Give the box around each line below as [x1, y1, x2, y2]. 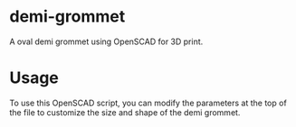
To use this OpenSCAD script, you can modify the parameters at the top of [9, 97, 287, 108]
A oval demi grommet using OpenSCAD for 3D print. [9, 36, 204, 47]
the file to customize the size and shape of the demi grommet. [9, 106, 241, 118]
